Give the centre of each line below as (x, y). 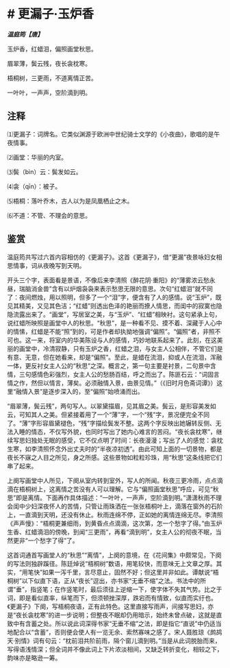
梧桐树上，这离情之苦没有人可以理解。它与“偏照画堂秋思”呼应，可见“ (116, 489)
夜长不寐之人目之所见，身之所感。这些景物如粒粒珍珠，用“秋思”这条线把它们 (115, 457)
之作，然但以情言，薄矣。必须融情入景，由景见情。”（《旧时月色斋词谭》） (115, 383)
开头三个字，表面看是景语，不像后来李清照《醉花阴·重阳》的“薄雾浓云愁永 (111, 280)
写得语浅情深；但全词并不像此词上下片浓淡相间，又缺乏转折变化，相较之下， (115, 649)
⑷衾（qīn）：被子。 (34, 186)
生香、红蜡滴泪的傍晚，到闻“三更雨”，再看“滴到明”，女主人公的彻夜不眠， (111, 532)
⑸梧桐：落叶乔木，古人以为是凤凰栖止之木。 (70, 201)
